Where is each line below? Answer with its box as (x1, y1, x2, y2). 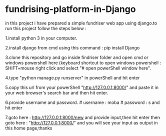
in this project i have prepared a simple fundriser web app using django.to (5, 20, 157, 26)
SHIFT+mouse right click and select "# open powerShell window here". (5, 65, 151, 71)
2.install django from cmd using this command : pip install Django (5, 44, 140, 50)
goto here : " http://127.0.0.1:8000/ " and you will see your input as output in (5, 119, 158, 125)
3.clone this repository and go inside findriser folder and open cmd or (5, 54, 148, 60)
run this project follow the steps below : (5, 25, 86, 31)
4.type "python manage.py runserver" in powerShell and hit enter (5, 74, 140, 80)
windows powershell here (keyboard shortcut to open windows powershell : (5, 59, 161, 65)
